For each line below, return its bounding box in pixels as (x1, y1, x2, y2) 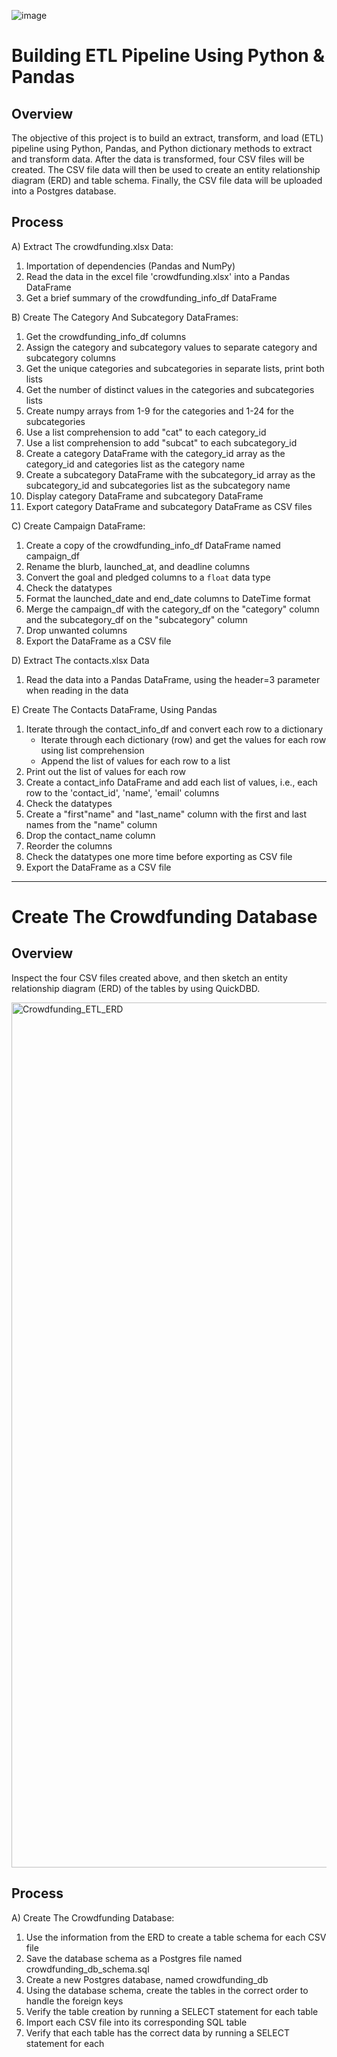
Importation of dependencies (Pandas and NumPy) (25, 260, 236, 272)
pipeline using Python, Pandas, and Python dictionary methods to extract (11, 143, 313, 154)
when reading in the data (25, 684, 129, 696)
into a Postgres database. (11, 185, 117, 197)
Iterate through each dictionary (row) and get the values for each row (40, 733, 327, 745)
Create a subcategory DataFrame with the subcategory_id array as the (25, 468, 316, 480)
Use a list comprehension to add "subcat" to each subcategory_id (25, 436, 298, 449)
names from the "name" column (25, 818, 158, 830)
